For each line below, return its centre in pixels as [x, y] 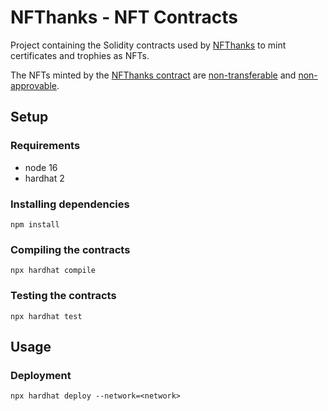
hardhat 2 [44, 178]
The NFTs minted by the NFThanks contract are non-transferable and [153, 75]
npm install [35, 224]
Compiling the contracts [70, 249]
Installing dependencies [70, 204]
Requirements [45, 146]
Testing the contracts [63, 296]
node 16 [41, 167]
